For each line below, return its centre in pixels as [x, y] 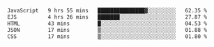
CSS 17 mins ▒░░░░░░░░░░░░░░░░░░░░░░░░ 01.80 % [107, 36]
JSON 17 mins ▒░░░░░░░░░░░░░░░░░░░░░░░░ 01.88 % [107, 30]
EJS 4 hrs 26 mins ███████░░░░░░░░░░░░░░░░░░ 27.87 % [107, 17]
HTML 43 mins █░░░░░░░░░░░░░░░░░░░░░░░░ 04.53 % [107, 23]
